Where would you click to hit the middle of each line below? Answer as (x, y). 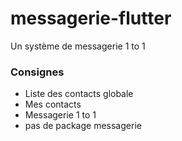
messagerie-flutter (91, 18)
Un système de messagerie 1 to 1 (78, 46)
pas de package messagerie (83, 126)
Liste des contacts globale (79, 94)
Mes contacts (53, 104)
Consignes (37, 72)
